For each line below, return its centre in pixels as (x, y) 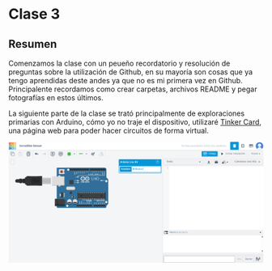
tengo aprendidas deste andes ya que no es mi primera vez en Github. (125, 80)
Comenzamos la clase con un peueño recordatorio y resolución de (119, 63)
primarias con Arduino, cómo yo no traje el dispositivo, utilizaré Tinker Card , (135, 122)
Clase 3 (34, 14)
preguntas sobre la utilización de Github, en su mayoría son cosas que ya (131, 72)
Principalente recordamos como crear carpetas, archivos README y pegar (133, 89)
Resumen (33, 44)
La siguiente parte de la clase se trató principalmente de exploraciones (127, 113)
